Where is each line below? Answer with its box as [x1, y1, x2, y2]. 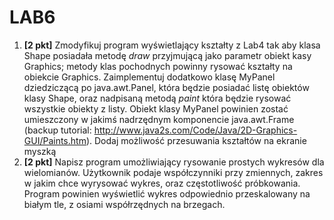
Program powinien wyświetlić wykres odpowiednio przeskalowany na [23, 187, 311, 200]
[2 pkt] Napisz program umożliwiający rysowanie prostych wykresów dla [23, 156, 325, 168]
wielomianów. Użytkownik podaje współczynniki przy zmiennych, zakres [23, 166, 324, 178]
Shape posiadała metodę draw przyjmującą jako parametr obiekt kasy [23, 49, 312, 61]
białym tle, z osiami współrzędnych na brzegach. [23, 198, 226, 210]
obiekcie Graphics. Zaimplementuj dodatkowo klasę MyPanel [23, 71, 276, 83]
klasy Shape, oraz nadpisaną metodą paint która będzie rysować [23, 92, 292, 104]
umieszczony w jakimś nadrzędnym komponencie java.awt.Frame [23, 113, 295, 125]
